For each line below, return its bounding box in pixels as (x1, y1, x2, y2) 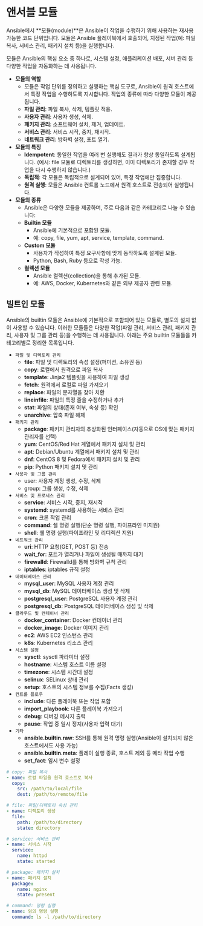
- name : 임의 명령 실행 (6, 908, 59, 914)
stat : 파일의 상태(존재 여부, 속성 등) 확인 (24, 403, 119, 411)
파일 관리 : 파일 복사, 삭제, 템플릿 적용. (24, 105, 112, 113)
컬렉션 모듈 (24, 264, 50, 271)
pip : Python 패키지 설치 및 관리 (24, 463, 98, 470)
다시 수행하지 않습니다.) (35, 166, 91, 173)
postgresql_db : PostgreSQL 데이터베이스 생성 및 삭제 (24, 602, 154, 609)
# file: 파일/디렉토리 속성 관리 (6, 802, 78, 809)
